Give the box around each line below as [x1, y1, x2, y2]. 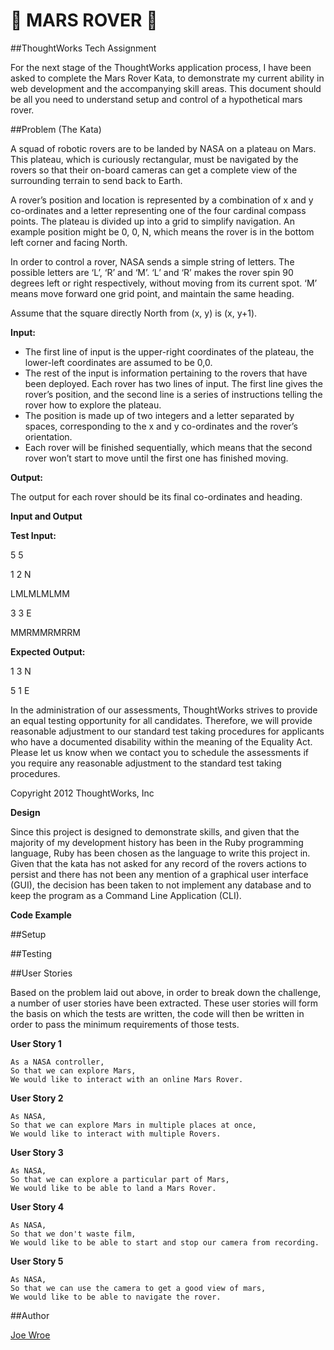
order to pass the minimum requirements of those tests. [10, 1018, 240, 1030]
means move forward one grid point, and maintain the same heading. [10, 287, 295, 299]
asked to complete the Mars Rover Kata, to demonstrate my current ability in [10, 72, 325, 84]
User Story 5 [10, 1255, 64, 1267]
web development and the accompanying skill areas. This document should [10, 82, 322, 94]
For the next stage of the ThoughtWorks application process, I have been [10, 61, 312, 73]
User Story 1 [10, 1037, 62, 1049]
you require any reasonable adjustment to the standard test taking [10, 757, 282, 769]
